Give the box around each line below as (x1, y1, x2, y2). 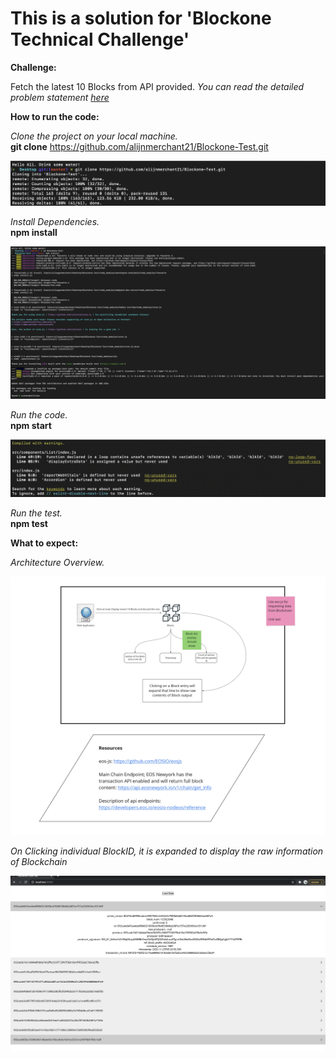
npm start (10, 420, 52, 432)
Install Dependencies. (10, 216, 100, 228)
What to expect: (10, 537, 79, 549)
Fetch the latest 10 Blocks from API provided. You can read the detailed (10, 80, 305, 92)
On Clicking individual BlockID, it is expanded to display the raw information (10, 845, 324, 857)
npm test (10, 517, 48, 529)
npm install (10, 227, 58, 239)
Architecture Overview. (10, 556, 105, 568)
